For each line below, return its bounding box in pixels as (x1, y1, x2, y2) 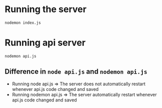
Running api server (5, 37, 86, 48)
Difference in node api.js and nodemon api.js (5, 67, 147, 76)
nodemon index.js (5, 20, 41, 25)
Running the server (5, 4, 87, 15)
